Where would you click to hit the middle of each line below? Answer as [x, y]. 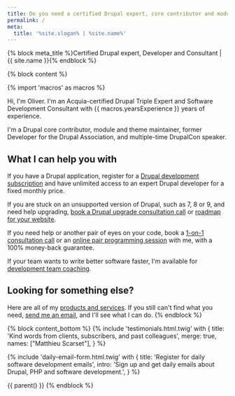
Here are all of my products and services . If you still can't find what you [110, 307]
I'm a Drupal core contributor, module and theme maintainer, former [105, 129]
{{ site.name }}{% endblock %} [52, 61]
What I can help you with [62, 159]
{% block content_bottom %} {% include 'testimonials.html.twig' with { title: [116, 328]
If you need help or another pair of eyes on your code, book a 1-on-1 [106, 233]
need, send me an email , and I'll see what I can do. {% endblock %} [105, 315]
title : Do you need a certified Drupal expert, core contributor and [111, 14]
